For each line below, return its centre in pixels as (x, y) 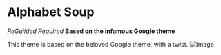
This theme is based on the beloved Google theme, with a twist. (98, 44)
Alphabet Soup (51, 12)
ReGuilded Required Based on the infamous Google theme (91, 31)
